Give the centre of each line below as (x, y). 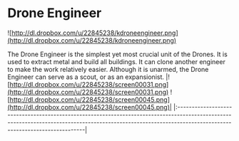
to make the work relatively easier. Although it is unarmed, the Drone (108, 69)
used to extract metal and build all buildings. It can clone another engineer (117, 61)
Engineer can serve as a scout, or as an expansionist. (86, 77)
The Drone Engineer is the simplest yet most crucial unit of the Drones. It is (118, 54)
